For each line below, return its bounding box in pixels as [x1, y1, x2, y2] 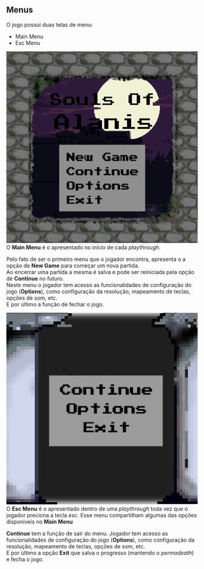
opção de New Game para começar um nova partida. [6, 261, 140, 269]
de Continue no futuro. [6, 275, 64, 282]
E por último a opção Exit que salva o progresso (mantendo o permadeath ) [6, 549, 194, 556]
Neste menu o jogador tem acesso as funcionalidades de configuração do [6, 281, 192, 288]
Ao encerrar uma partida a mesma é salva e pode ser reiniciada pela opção [6, 268, 194, 275]
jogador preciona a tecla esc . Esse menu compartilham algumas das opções [6, 511, 197, 519]
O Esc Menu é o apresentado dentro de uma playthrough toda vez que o [6, 505, 188, 512]
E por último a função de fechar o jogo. [6, 300, 104, 308]
